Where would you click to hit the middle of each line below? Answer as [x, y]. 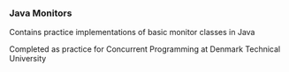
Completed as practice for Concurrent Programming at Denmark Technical [145, 49]
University [28, 59]
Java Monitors [41, 13]
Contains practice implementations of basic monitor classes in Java [132, 32]
